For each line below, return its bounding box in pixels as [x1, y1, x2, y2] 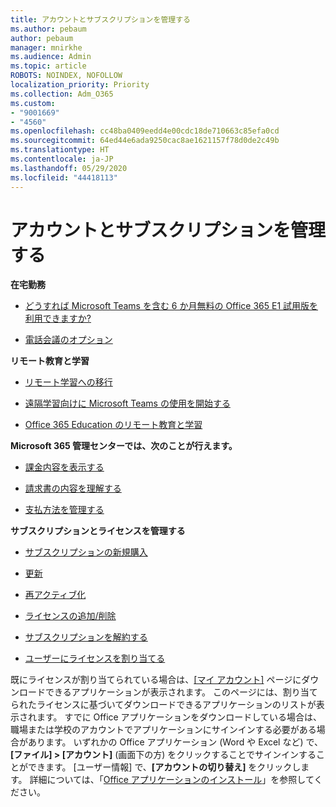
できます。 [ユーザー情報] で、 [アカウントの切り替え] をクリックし [27, 761, 302, 773]
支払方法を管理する [24, 504, 105, 516]
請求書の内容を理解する [24, 482, 122, 495]
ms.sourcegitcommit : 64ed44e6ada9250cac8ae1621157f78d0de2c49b [10, 136, 280, 146]
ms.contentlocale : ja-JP [10, 154, 114, 164]
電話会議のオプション [24, 334, 113, 346]
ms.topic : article [10, 61, 87, 71]
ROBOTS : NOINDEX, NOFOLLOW [10, 71, 123, 81]
